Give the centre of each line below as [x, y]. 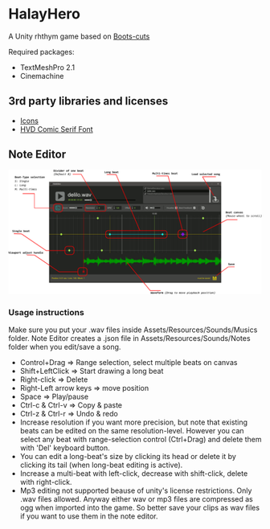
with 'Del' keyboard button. [65, 448]
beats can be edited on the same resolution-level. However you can [132, 430]
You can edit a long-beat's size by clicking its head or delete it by [128, 456]
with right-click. [46, 482]
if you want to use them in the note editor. [89, 516]
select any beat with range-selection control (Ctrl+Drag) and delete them [141, 439]
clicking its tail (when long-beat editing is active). [101, 465]
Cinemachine [42, 76]
